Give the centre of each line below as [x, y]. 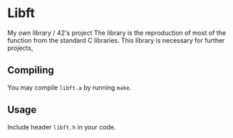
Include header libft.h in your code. [62, 127]
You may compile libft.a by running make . [69, 87]
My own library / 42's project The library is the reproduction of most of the [117, 33]
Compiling [31, 70]
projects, [20, 48]
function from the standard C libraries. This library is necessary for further [116, 40]
